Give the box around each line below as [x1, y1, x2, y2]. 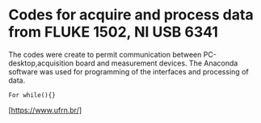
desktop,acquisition [8, 58, 74, 68]
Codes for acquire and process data [8, 6, 254, 24]
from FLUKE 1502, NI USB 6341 [8, 23, 218, 41]
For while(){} [8, 91, 57, 99]
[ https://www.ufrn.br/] [8, 105, 82, 115]
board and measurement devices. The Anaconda [75, 58, 238, 68]
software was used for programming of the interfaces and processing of [8, 66, 249, 76]
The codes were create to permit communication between [8, 49, 202, 59]
